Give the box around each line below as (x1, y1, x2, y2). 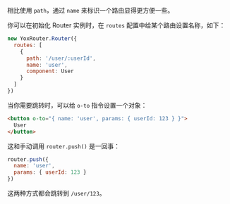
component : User (25, 68, 74, 75)
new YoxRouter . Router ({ (7, 35, 78, 42)
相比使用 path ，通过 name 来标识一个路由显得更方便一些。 (7, 6, 174, 14)
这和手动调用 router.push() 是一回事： (7, 141, 120, 150)
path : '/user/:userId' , (25, 55, 97, 62)
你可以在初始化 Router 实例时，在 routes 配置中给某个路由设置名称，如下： (7, 21, 226, 30)
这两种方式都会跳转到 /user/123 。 (7, 189, 106, 197)
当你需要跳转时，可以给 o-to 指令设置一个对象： (7, 101, 147, 109)
